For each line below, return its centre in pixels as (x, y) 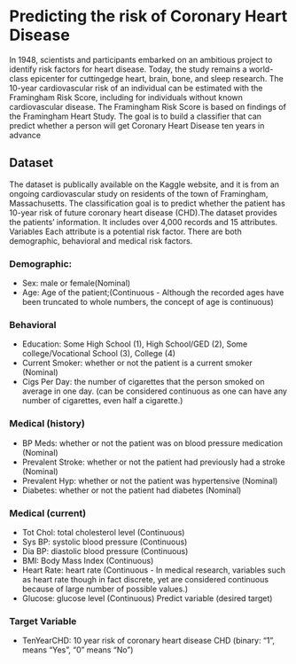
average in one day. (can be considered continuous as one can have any (155, 391)
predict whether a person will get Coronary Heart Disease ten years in (137, 125)
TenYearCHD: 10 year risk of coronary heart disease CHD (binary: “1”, (148, 641)
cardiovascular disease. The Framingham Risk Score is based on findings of (148, 106)
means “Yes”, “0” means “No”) (78, 650)
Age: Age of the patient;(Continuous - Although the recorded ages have (153, 293)
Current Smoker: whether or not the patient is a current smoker (137, 363)
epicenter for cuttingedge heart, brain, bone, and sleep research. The (156, 78)
